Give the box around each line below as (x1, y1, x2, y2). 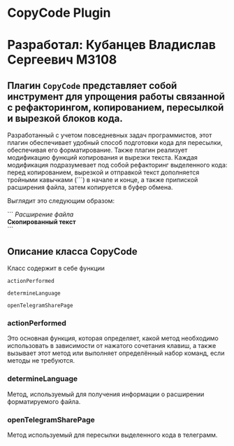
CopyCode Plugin (7, 5, 111, 21)
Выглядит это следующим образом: (7, 197, 115, 205)
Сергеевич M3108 (7, 52, 117, 68)
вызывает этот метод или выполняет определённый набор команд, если (7, 349, 225, 358)
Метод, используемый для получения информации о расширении (7, 390, 205, 398)
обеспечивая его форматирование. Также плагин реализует (7, 146, 188, 155)
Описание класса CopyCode (7, 245, 138, 257)
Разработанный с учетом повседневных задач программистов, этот (7, 131, 212, 139)
